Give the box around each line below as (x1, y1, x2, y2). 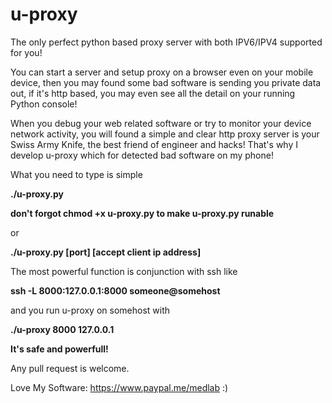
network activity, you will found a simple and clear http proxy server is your (10, 128, 320, 140)
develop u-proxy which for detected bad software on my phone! (10, 149, 274, 161)
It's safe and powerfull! (10, 343, 109, 355)
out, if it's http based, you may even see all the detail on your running (10, 87, 296, 99)
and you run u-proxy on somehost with (10, 304, 171, 316)
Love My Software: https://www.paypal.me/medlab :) (10, 381, 229, 393)
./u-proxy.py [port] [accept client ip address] (10, 246, 202, 258)
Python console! (10, 98, 78, 110)
